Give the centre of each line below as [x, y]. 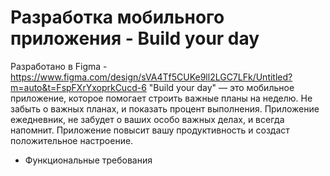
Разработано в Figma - [59, 66]
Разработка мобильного [117, 17]
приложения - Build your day [135, 38]
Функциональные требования [88, 160]
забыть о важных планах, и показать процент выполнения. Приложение [165, 108]
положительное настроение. [72, 140]
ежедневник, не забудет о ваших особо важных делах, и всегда [147, 119]
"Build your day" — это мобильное [221, 87]
